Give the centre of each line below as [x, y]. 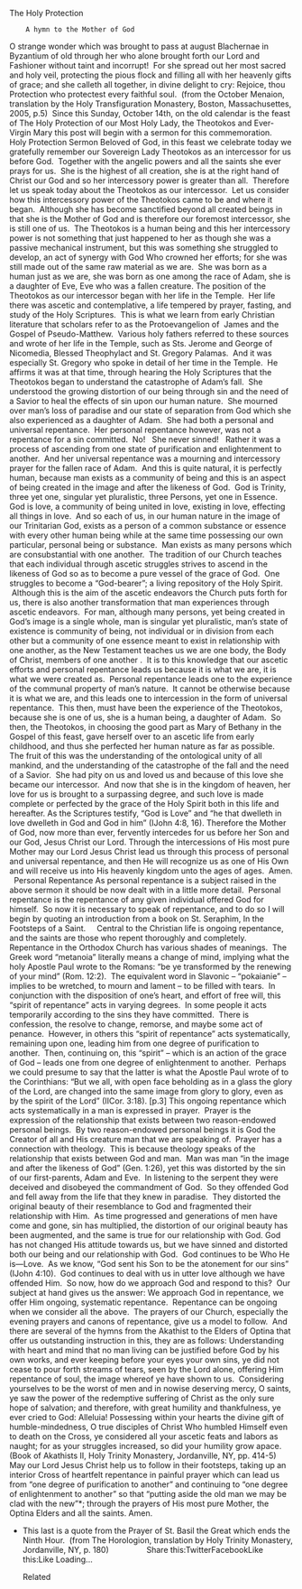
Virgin [20, 133]
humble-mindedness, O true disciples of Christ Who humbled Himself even [149, 1427]
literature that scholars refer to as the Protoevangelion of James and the [144, 324]
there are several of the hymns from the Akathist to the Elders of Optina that [150, 1331]
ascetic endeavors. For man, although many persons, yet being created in [147, 612]
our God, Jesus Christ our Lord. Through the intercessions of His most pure [150, 842]
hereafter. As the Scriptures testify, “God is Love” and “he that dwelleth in [146, 813]
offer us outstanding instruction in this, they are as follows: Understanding [147, 1340]
